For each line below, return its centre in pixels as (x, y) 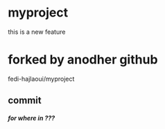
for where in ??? (32, 118)
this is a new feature (37, 32)
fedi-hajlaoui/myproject (41, 79)
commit (25, 100)
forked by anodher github (83, 60)
